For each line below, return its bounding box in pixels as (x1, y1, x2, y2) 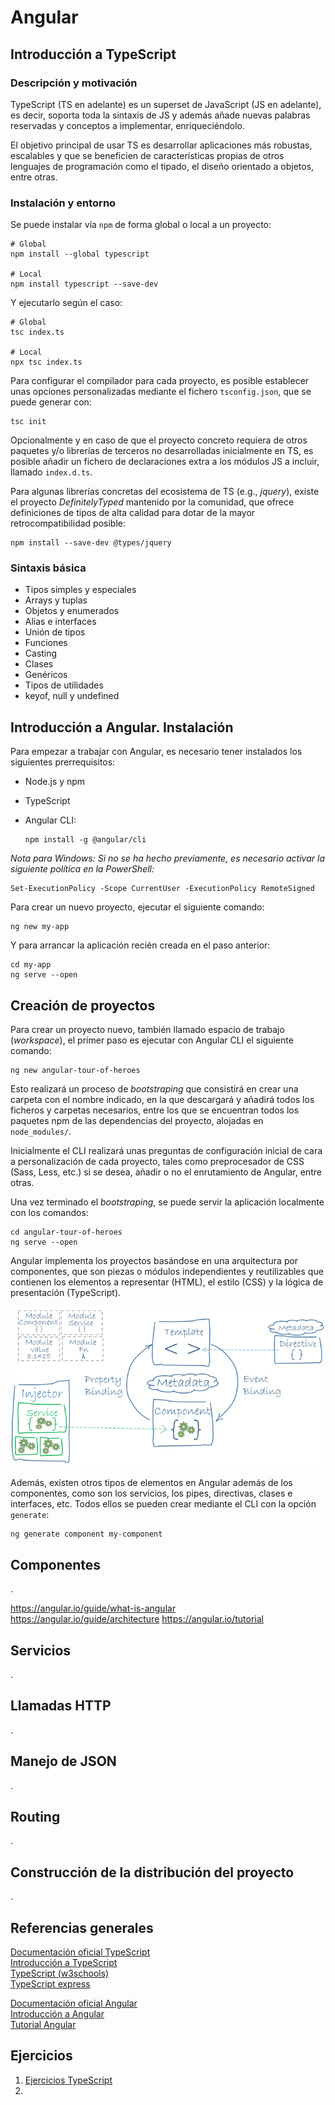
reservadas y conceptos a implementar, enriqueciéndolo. (10, 119, 246, 131)
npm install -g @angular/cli (24, 835, 147, 845)
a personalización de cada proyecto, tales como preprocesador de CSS (10, 1156, 305, 1168)
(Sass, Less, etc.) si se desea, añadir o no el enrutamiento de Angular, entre (10, 1166, 322, 1178)
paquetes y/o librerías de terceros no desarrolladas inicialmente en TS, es (10, 445, 314, 457)
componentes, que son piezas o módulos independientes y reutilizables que (10, 1266, 324, 1278)
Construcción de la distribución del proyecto (10, 1864, 295, 1881)
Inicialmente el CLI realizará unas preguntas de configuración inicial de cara (10, 1145, 323, 1157)
